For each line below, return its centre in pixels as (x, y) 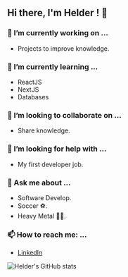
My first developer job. (50, 164)
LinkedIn (30, 253)
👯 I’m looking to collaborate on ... (64, 115)
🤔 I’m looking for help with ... (57, 149)
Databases (33, 97)
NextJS (28, 90)
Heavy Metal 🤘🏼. (41, 216)
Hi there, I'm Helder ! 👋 (57, 13)
